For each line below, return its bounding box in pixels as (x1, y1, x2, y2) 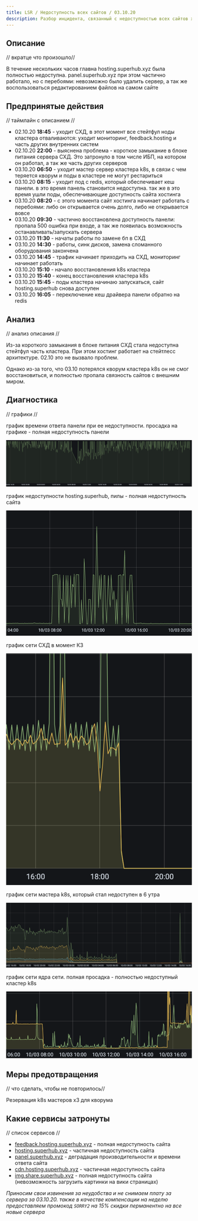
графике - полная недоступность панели (6, 428, 109, 435)
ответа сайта (14, 1160, 48, 1167)
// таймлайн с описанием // (6, 117, 75, 124)
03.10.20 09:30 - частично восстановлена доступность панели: (14, 216, 175, 223)
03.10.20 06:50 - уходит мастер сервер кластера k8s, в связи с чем (14, 166, 187, 173)
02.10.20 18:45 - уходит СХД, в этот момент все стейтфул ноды (14, 128, 175, 136)
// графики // (6, 410, 38, 418)
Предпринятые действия (6, 101, 104, 111)
